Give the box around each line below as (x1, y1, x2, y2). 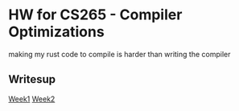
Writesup (8, 72, 56, 86)
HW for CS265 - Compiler (8, 6, 183, 24)
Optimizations (8, 23, 105, 41)
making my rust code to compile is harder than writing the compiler (8, 49, 231, 59)
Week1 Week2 (8, 94, 56, 104)
